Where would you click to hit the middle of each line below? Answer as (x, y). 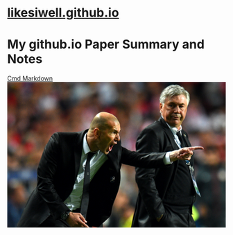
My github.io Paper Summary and (106, 45)
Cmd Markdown (30, 78)
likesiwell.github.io (63, 13)
